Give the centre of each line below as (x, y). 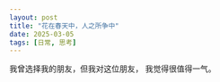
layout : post (34, 17)
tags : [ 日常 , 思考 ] (43, 42)
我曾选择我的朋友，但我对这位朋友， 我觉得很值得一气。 (113, 69)
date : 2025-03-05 (42, 34)
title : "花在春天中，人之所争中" (64, 26)
